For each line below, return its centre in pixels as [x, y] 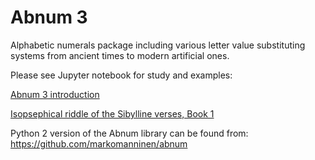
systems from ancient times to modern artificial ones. [120, 55]
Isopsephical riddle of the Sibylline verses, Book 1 [112, 113]
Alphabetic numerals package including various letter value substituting [158, 45]
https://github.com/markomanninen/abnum [99, 143]
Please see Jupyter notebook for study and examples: [121, 75]
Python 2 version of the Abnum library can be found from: [129, 133]
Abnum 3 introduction [55, 94]
